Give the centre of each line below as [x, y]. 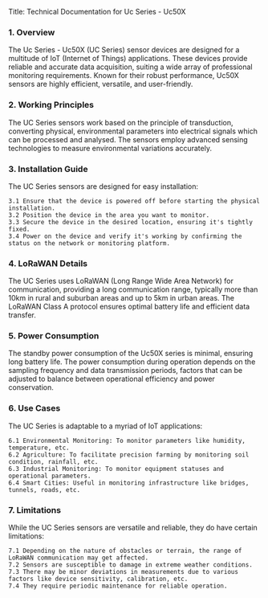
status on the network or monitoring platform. [89, 243]
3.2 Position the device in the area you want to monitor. [109, 215]
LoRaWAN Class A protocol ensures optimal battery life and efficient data [129, 307]
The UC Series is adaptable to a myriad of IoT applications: [106, 426]
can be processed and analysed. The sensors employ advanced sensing [128, 139]
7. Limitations [35, 510]
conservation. [31, 387]
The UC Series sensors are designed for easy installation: [104, 186]
